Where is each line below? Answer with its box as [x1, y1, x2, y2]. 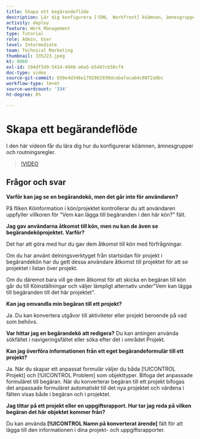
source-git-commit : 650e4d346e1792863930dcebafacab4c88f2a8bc [6, 75, 164, 81]
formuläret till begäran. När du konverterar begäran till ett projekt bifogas [6, 378, 185, 385]
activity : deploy [6, 20, 49, 26]
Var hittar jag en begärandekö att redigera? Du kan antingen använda [6, 330, 179, 337]
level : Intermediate [6, 42, 58, 48]
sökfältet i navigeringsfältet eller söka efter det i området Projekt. [6, 335, 165, 343]
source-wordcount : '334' [6, 86, 68, 92]
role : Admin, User [6, 36, 52, 42]
